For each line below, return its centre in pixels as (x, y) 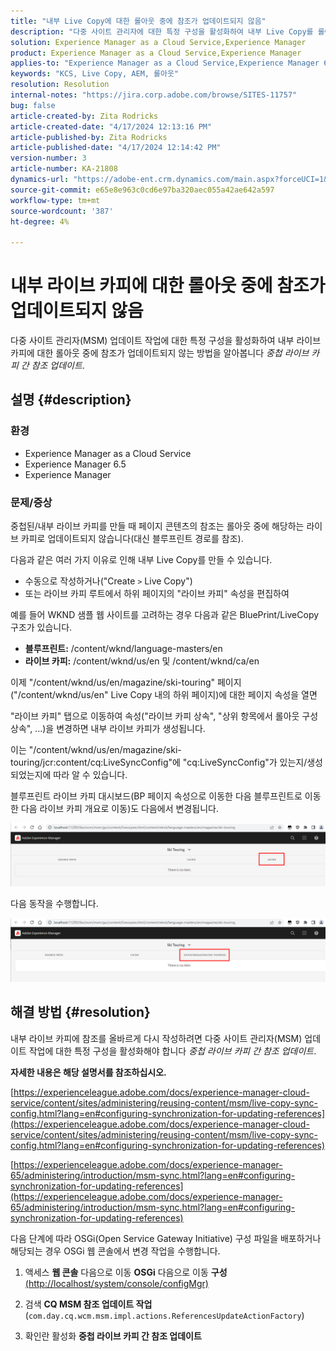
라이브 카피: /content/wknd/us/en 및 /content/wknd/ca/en (142, 661)
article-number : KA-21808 (64, 169)
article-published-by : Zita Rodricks (89, 137)
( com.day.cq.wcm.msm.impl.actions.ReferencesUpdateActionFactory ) (164, 1315)
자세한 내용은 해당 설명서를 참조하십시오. (88, 1072)
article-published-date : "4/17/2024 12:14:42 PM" (116, 148)
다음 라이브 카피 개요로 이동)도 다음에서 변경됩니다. (119, 809)
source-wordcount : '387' (62, 211)
